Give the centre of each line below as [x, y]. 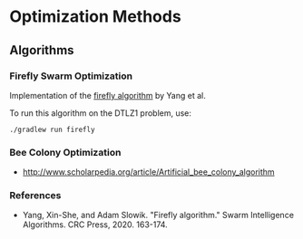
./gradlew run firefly [52, 129]
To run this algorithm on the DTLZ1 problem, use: [101, 113]
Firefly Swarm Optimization [71, 76]
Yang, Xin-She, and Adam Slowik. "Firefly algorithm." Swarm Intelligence [158, 215]
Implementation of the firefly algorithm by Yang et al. [108, 95]
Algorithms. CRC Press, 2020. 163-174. [95, 225]
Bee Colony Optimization [65, 152]
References [35, 196]
